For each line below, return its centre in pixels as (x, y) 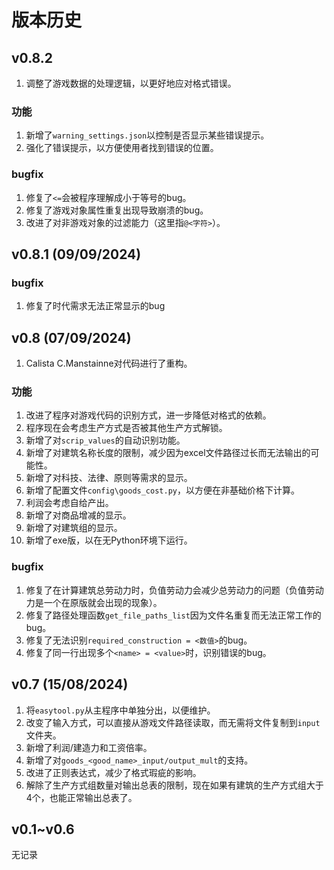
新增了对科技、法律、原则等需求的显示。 (109, 478)
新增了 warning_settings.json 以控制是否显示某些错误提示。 (147, 135)
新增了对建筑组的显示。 (74, 528)
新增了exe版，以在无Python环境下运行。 (109, 540)
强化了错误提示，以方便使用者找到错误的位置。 (122, 148)
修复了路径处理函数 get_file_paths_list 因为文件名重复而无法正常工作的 (173, 615)
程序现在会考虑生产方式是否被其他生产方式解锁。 (126, 428)
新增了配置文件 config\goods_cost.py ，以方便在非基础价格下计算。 (162, 490)
